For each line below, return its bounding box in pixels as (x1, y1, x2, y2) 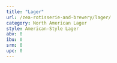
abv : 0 (6, 31, 23, 37)
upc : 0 (6, 48, 23, 54)
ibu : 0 (6, 37, 23, 43)
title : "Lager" (6, 8, 44, 15)
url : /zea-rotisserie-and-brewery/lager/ (6, 14, 112, 20)
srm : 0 (6, 43, 23, 49)
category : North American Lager (6, 20, 87, 26)
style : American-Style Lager (6, 25, 79, 32)
